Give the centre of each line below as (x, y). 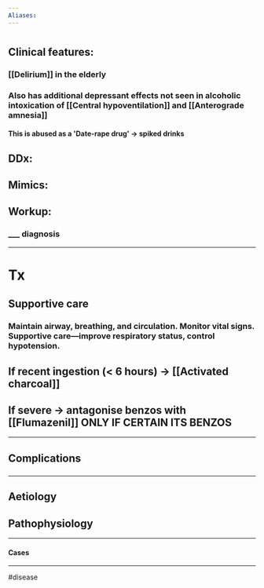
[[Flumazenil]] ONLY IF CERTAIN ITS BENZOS (120, 422)
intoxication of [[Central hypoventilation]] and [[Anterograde (126, 105)
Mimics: (28, 185)
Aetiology (33, 497)
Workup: (30, 212)
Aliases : (22, 15)
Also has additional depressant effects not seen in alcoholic (125, 95)
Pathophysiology (51, 523)
